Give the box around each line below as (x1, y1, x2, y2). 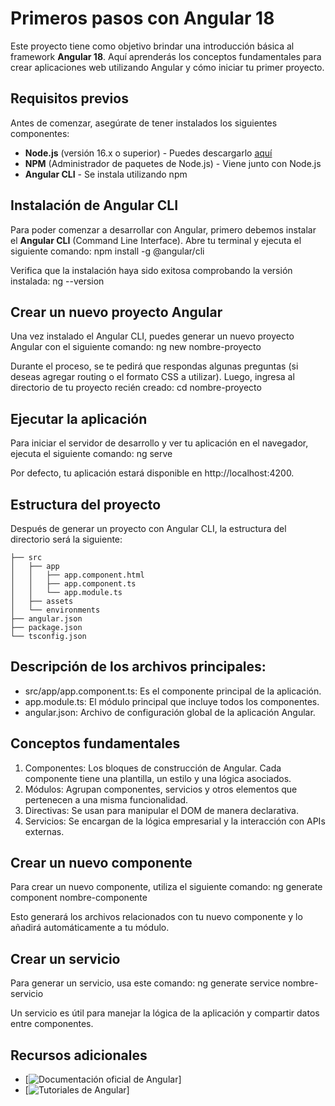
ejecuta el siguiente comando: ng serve (10, 448, 173, 460)
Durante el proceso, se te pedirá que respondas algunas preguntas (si (10, 360, 299, 372)
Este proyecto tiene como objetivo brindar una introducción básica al (10, 40, 295, 52)
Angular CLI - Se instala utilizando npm (24, 168, 188, 180)
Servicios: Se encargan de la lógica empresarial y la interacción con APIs (24, 815, 326, 827)
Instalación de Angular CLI (10, 197, 179, 214)
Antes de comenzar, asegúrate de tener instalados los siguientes (10, 117, 278, 129)
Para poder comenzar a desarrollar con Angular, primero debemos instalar (10, 223, 317, 236)
